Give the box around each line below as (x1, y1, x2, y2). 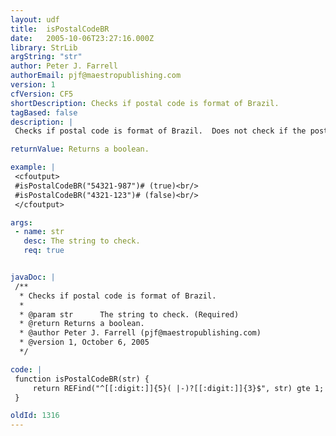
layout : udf (10, 14, 60, 25)
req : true (23, 246, 65, 256)
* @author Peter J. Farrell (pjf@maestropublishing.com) (19, 328, 262, 338)
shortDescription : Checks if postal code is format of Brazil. (10, 98, 280, 108)
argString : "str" (10, 52, 83, 62)
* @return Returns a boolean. (19, 319, 145, 329)
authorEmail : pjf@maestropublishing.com (10, 71, 182, 81)
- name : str (14, 227, 65, 237)
